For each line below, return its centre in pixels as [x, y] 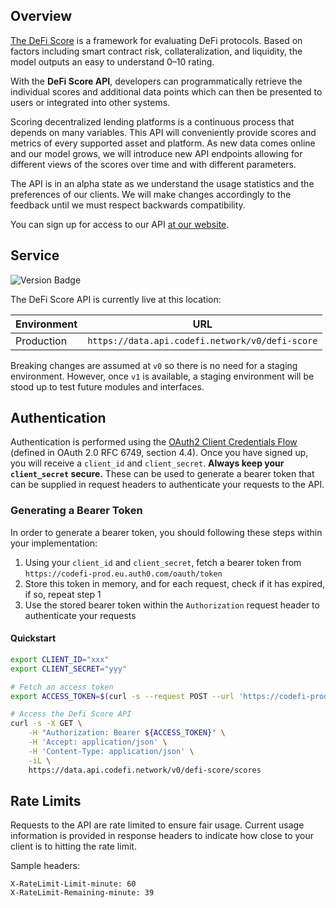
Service [35, 255]
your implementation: [54, 543]
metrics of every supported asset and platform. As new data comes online [163, 143]
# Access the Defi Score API [71, 714]
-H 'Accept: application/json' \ [98, 742]
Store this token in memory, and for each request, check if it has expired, [175, 583]
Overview [41, 16]
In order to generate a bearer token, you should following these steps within [166, 532]
